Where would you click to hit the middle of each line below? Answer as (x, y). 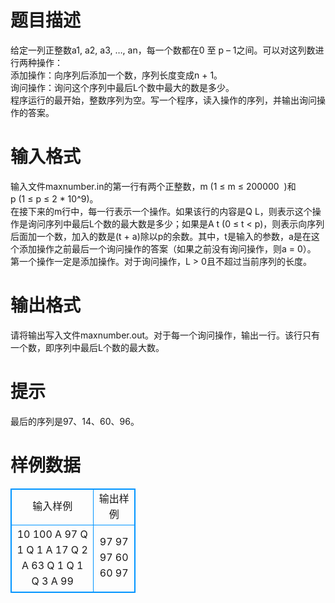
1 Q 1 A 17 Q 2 (52, 549)
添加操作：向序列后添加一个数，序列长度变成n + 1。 (116, 75)
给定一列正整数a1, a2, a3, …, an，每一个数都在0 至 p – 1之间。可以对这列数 (163, 50)
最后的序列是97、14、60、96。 (75, 421)
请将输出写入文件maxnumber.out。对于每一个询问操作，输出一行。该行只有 (165, 335)
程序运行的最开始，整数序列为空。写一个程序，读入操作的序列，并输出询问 (163, 100)
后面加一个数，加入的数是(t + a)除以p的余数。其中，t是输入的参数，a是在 (161, 236)
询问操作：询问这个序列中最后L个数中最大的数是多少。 (122, 87)
